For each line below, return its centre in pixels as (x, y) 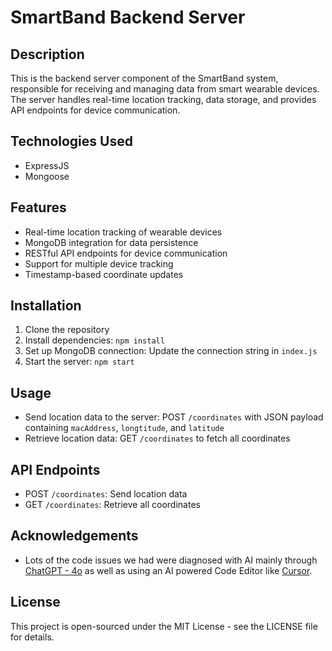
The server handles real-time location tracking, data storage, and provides (163, 99)
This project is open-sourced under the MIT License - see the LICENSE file (164, 626)
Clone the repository (67, 330)
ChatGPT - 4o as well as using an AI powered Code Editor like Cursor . (168, 570)
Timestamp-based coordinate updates (104, 274)
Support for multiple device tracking (99, 263)
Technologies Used (71, 141)
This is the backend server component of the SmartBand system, (144, 78)
